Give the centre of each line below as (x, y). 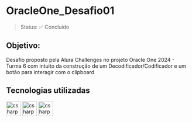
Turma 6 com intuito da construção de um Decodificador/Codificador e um (96, 66)
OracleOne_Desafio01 (60, 11)
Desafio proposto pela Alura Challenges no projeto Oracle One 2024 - (90, 60)
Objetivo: (23, 46)
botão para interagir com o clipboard (50, 72)
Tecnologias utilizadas (48, 91)
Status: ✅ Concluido (45, 27)
